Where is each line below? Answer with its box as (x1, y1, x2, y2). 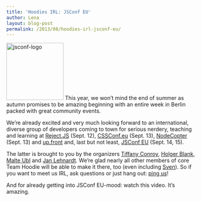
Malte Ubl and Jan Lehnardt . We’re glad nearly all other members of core (6, 157, 189, 164)
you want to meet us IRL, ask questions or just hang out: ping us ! (6, 170, 169, 177)
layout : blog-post (6, 20, 53, 26)
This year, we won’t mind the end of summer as (65, 94, 185, 102)
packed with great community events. (6, 107, 101, 115)
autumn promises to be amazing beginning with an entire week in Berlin (6, 101, 186, 108)
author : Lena (6, 15, 40, 21)
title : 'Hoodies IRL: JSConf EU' (6, 9, 91, 15)
